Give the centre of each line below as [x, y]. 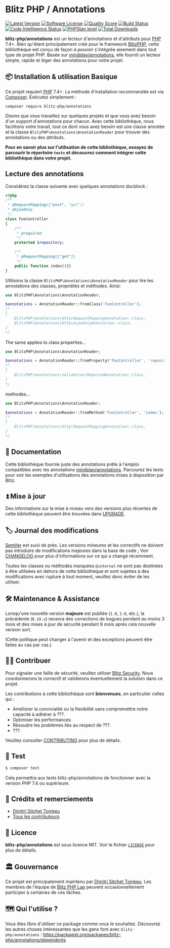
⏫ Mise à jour [26, 496]
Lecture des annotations [45, 174]
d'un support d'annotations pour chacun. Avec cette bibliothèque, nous [80, 121]
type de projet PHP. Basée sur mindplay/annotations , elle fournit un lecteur [83, 55]
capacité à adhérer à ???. [39, 714]
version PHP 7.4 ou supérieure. [37, 783]
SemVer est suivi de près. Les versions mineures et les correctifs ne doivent [84, 545]
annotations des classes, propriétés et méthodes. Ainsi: [63, 286]
